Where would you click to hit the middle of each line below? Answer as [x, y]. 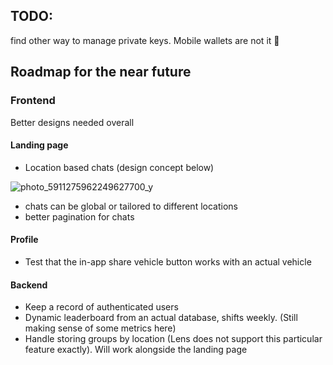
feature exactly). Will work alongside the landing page [136, 350]
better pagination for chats [79, 216]
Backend [29, 285]
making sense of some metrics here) [100, 328]
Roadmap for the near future [101, 72]
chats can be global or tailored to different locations [131, 206]
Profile [24, 240]
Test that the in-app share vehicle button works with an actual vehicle [168, 261]
